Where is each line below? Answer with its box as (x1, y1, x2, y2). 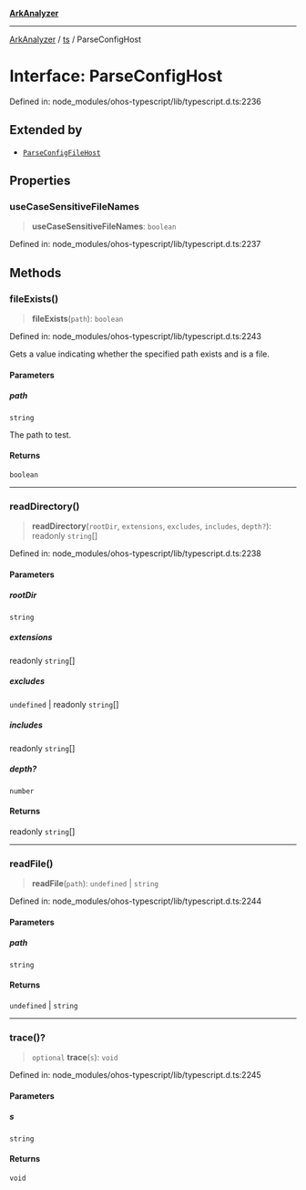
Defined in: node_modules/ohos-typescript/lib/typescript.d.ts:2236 (9, 96, 262, 107)
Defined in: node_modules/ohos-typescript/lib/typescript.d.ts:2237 (9, 239, 261, 250)
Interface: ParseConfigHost (9, 66, 223, 87)
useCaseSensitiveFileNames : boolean (31, 221, 177, 232)
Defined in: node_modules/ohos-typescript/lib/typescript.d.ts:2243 (9, 331, 262, 342)
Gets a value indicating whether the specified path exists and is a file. (9, 348, 270, 359)
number (9, 786, 35, 796)
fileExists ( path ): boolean (31, 314, 124, 325)
